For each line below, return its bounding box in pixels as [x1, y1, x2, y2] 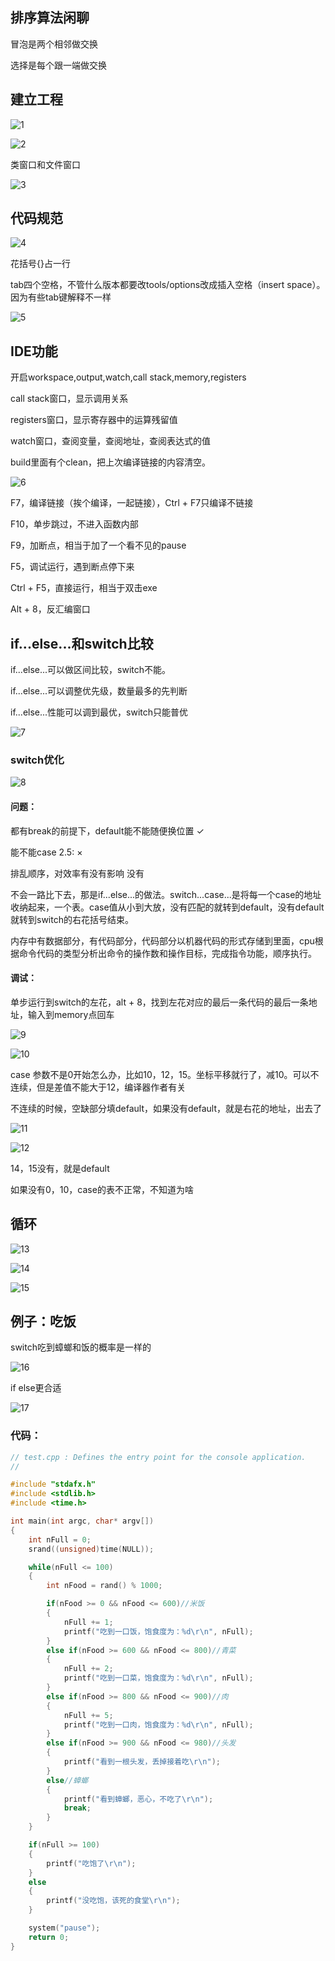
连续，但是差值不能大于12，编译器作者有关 [10, 1081, 187, 1093]
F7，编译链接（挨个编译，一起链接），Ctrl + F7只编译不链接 [10, 497, 254, 509]
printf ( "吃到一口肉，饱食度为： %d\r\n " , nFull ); [63, 1719, 254, 1730]
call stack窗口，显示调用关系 [10, 393, 129, 405]
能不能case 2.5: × [10, 846, 83, 858]
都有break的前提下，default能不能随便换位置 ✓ [10, 824, 205, 837]
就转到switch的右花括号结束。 [10, 913, 134, 925]
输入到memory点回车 [27, 1008, 115, 1020]
